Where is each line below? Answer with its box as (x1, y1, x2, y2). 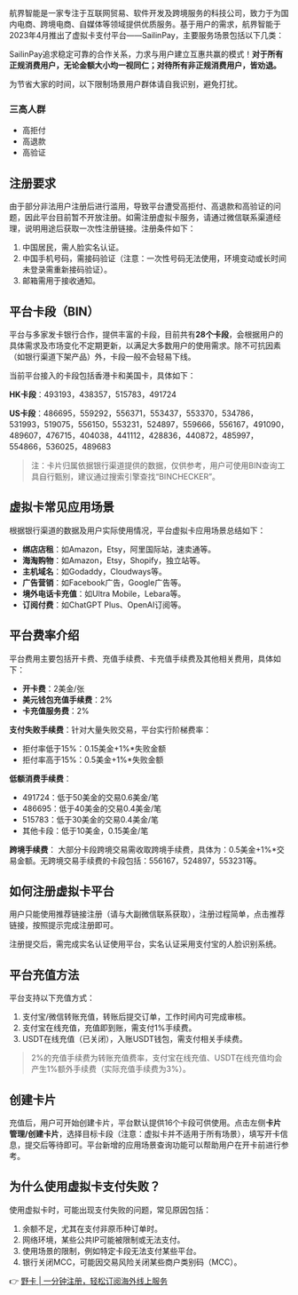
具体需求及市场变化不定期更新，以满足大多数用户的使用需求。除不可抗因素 (9, 340, 281, 351)
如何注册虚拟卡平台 (9, 883, 114, 899)
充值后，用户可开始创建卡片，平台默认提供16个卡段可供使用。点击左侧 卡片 (9, 1117, 282, 1128)
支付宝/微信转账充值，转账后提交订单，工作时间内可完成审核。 (21, 1012, 251, 1022)
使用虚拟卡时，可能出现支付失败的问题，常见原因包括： (9, 1204, 211, 1215)
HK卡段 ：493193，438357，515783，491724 (9, 389, 177, 400)
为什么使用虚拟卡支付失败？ (9, 1180, 161, 1195)
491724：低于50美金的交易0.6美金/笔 (21, 791, 160, 802)
